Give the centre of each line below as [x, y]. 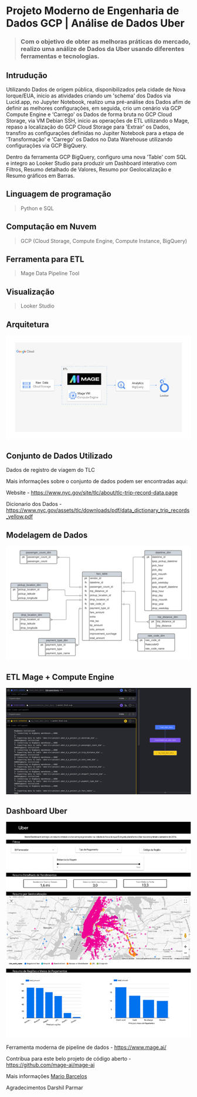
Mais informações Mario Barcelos [47, 1076]
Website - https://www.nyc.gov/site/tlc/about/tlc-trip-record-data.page [92, 493]
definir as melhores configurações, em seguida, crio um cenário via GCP [94, 108]
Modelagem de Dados [47, 535]
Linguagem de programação [59, 194]
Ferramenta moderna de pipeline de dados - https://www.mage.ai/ [86, 1047]
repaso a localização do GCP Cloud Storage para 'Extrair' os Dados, [88, 127]
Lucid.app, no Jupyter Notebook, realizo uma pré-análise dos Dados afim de [98, 102]
